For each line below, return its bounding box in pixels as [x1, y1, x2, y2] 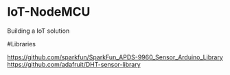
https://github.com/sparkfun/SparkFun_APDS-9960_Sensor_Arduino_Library [7, 52, 223, 61]
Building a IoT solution [7, 27, 70, 35]
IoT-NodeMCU [7, 4, 91, 20]
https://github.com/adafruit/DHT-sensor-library [7, 60, 141, 68]
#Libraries [7, 40, 36, 48]
